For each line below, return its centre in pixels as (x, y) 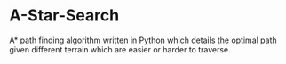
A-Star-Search (64, 16)
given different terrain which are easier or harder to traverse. (120, 49)
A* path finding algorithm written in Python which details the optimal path (143, 40)
